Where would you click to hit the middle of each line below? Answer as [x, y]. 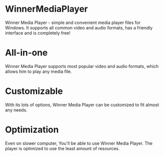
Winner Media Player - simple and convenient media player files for [73, 22]
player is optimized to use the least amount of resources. [62, 148]
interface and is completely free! [38, 33]
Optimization [32, 130]
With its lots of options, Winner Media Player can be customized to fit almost [82, 105]
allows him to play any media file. [38, 71]
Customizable [34, 91]
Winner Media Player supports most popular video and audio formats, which [82, 66]
